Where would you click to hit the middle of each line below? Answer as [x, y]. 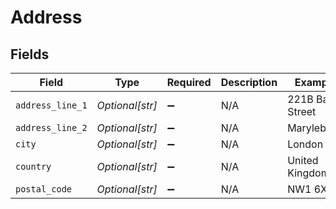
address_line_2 [51, 127]
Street [302, 111]
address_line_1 [51, 105]
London [305, 144]
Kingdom [308, 173]
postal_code [44, 189]
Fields [30, 54]
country [33, 166]
